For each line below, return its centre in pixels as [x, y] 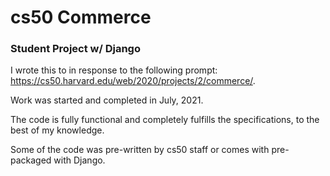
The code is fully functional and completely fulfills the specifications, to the [165, 120]
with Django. [79, 160]
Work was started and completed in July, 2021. [107, 100]
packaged [31, 160]
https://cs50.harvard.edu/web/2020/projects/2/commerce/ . [133, 81]
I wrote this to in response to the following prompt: [114, 70]
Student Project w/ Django [75, 49]
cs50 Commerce [81, 17]
